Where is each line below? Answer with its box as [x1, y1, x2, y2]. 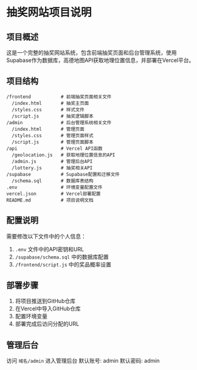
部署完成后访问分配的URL [15, 320, 80, 327]
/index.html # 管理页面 [12, 126, 85, 132]
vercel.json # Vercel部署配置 [6, 190, 102, 197]
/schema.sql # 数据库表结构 [12, 178, 94, 184]
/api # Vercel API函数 [6, 145, 103, 152]
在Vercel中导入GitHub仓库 [15, 305, 81, 312]
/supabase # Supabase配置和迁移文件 [6, 171, 120, 177]
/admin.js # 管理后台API [12, 158, 93, 164]
